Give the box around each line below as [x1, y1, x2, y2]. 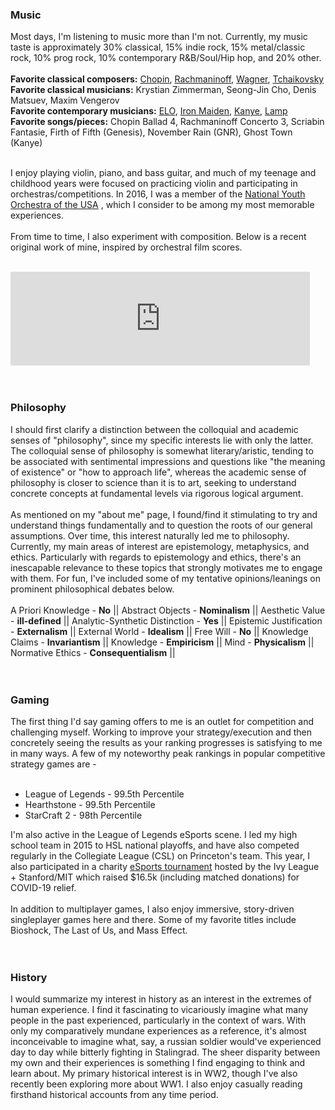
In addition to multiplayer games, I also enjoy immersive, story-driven [10, 903, 295, 915]
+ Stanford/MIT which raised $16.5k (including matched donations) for [10, 871, 300, 883]
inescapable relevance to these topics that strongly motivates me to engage [10, 561, 323, 573]
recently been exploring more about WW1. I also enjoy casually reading [10, 1078, 303, 1090]
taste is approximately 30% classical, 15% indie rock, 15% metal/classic [10, 41, 306, 53]
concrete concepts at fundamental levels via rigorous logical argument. [10, 487, 304, 499]
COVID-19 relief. [10, 881, 77, 893]
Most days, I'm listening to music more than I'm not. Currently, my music [10, 31, 308, 43]
